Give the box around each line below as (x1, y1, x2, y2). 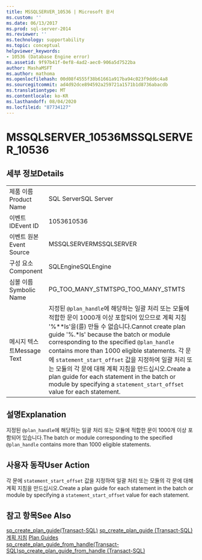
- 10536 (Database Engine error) (6, 54, 90, 60)
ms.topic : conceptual (6, 43, 61, 49)
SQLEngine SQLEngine (48, 262, 111, 270)
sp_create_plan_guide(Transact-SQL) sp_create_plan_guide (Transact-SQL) (6, 526, 193, 534)
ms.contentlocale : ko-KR (6, 93, 69, 99)
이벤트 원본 (9, 232, 39, 241)
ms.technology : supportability (6, 37, 85, 43)
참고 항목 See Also (6, 511, 72, 521)
